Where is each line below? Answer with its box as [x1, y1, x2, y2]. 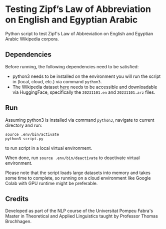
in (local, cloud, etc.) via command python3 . [12, 78, 102, 84]
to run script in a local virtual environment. [5, 145, 92, 151]
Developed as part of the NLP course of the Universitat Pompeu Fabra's [5, 208, 153, 214]
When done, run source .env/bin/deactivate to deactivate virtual [5, 155, 140, 161]
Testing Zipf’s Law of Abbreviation [5, 3, 151, 15]
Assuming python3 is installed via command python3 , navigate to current [5, 117, 154, 123]
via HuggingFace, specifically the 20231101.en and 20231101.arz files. [12, 89, 155, 95]
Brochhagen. [5, 219, 32, 225]
